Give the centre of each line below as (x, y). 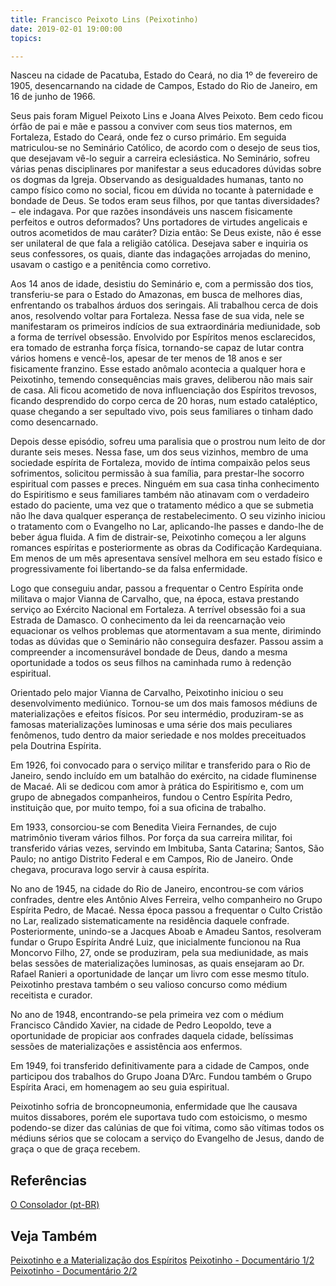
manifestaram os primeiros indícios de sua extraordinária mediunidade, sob (165, 327)
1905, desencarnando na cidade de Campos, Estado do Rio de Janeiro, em (164, 86)
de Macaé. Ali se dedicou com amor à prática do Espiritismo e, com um (157, 787)
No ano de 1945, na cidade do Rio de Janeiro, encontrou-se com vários (157, 889)
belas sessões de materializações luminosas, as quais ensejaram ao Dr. (157, 963)
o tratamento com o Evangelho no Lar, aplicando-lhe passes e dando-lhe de (167, 527)
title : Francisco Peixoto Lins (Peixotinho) (104, 19)
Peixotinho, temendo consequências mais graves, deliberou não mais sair (161, 380)
